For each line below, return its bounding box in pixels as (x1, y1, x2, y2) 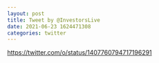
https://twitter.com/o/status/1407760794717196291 (7, 48, 152, 57)
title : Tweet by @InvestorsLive (7, 17, 100, 24)
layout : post (7, 10, 45, 17)
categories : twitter (7, 29, 67, 37)
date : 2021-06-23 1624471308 (7, 23, 91, 30)
